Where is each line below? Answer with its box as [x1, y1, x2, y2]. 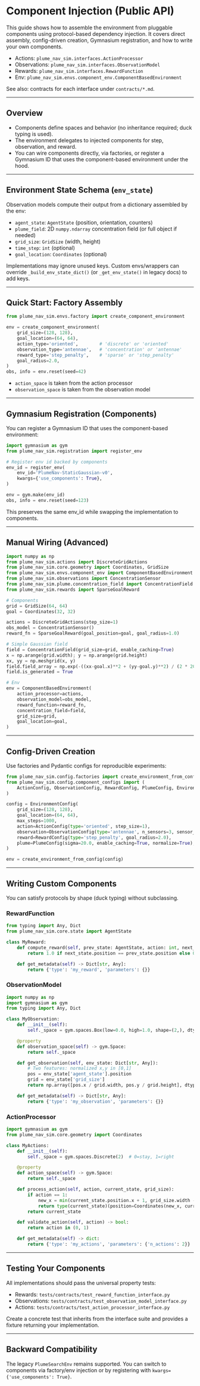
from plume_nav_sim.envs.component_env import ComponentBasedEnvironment [6, 570, 193, 576]
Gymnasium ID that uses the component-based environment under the [14, 155, 189, 162]
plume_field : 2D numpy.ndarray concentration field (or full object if [14, 225, 177, 232]
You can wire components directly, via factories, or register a [14, 149, 165, 157]
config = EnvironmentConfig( [6, 801, 79, 807]
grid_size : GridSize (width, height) [14, 238, 101, 245]
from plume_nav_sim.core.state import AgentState [6, 928, 132, 934]
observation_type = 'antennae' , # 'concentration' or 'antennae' [17, 346, 183, 352]
